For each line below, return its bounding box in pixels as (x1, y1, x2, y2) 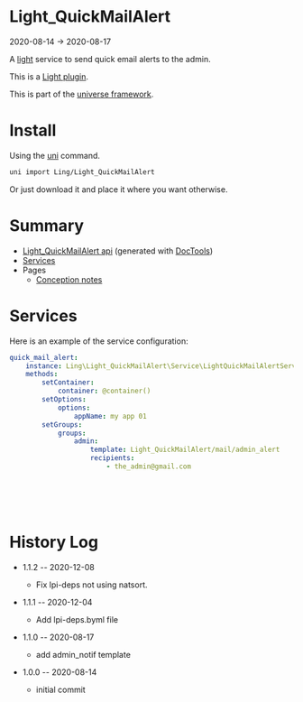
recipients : (89, 454, 135, 463)
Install (9, 120, 57, 141)
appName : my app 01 (73, 411, 147, 420)
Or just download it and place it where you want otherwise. (9, 183, 228, 195)
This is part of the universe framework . (9, 88, 154, 99)
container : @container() (57, 386, 151, 396)
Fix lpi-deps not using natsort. (35, 579, 148, 590)
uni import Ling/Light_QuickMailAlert (9, 167, 155, 177)
